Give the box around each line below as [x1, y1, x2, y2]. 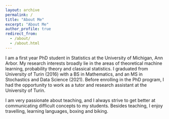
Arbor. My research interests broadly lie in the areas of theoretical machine [5, 60, 162, 66]
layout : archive [5, 7, 40, 13]
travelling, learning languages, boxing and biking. [5, 108, 108, 114]
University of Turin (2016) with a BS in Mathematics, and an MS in [5, 71, 143, 77]
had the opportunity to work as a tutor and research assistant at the [5, 82, 147, 88]
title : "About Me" [5, 17, 44, 22]
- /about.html [10, 41, 40, 46]
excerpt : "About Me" [5, 21, 49, 27]
